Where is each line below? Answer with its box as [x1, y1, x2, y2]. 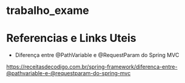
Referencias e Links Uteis [6, 32, 136, 45]
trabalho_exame [6, 4, 90, 18]
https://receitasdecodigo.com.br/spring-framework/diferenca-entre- [6, 63, 178, 70]
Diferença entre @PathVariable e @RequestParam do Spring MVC [15, 51, 180, 59]
